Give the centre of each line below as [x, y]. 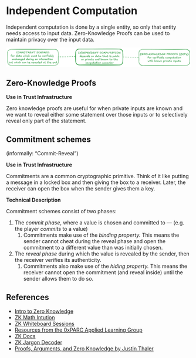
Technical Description [33, 200]
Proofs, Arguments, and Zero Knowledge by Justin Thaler [84, 349]
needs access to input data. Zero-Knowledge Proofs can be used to [88, 33]
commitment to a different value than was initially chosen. [93, 248]
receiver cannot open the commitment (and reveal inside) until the [103, 272]
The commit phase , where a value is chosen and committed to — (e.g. [99, 223]
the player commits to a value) [51, 229]
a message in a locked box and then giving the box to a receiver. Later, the [96, 182]
